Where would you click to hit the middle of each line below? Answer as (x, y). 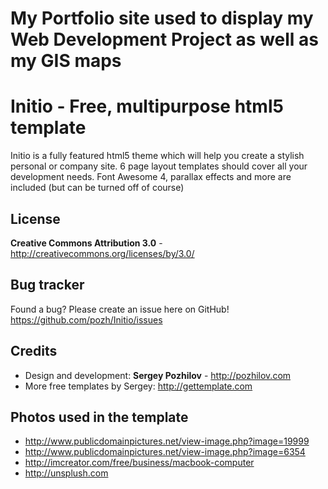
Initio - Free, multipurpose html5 (147, 106)
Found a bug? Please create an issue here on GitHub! (120, 309)
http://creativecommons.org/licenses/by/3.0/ (102, 253)
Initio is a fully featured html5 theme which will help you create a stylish (157, 156)
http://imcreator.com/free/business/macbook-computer (139, 463)
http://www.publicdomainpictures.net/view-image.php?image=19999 (167, 441)
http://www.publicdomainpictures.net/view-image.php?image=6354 (165, 452)
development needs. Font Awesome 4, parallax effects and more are (151, 177)
